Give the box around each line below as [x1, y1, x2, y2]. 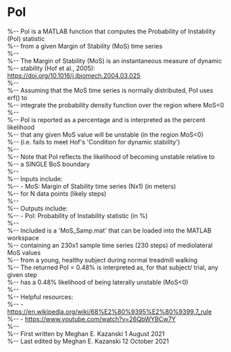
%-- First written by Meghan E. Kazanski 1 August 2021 [7, 329, 165, 337]
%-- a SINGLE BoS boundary [7, 160, 90, 168]
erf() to [7, 93, 28, 101]
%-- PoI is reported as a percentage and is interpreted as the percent [7, 115, 206, 124]
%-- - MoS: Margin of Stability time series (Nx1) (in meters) [7, 182, 176, 190]
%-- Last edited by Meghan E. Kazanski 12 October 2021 [7, 337, 169, 345]
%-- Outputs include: [7, 204, 68, 212]
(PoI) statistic [7, 34, 45, 42]
